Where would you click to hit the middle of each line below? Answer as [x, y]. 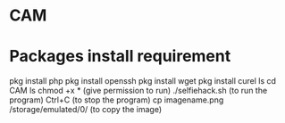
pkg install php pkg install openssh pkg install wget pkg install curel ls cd [143, 81]
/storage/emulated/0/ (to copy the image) [86, 110]
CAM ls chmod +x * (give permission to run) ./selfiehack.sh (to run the [138, 91]
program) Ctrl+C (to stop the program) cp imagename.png [117, 100]
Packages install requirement [120, 57]
